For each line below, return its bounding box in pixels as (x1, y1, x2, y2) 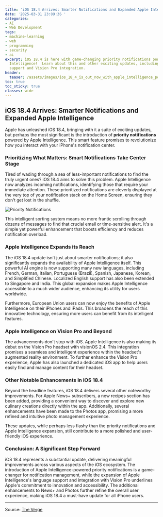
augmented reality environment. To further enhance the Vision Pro (5, 354, 137, 360)
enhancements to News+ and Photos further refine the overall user (5, 487, 139, 493)
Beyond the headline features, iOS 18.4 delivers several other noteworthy (5, 388, 151, 394)
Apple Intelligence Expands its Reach (5, 244, 95, 250)
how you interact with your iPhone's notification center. (5, 142, 115, 148)
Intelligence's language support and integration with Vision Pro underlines (5, 477, 153, 483)
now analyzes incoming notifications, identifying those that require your (5, 182, 148, 187)
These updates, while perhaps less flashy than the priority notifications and (5, 423, 156, 429)
